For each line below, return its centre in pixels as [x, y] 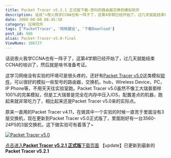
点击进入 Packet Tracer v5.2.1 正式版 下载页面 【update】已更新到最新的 [80, 145]
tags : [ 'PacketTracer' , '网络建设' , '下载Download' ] [60, 29]
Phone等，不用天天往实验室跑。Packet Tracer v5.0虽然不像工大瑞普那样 [86, 88]
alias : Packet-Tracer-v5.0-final [41, 39]
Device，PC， [150, 82]
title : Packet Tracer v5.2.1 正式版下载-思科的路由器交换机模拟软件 [73, 10]
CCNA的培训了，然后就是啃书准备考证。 [48, 65]
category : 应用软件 [24, 24]
